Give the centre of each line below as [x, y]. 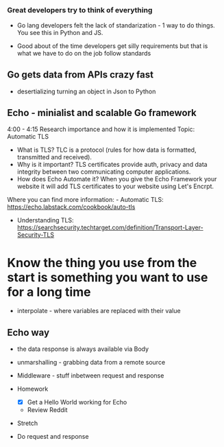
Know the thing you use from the [102, 263]
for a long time [49, 292]
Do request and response [53, 437]
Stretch [27, 423]
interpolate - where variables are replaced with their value [99, 311]
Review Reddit [47, 410]
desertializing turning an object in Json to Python [86, 91]
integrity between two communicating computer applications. [104, 172]
